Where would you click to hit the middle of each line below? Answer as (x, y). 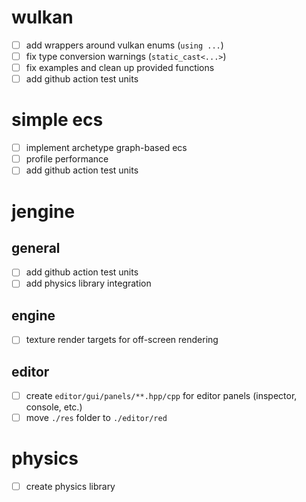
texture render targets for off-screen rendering (122, 340)
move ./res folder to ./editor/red (96, 418)
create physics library (70, 487)
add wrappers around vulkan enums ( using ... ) (124, 45)
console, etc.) (54, 407)
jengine (43, 211)
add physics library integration (88, 283)
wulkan (42, 17)
